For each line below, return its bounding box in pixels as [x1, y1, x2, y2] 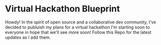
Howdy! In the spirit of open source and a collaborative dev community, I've [5, 19, 157, 25]
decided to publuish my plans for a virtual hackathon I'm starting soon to [5, 24, 150, 30]
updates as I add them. [5, 34, 51, 40]
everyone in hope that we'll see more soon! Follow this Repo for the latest [5, 29, 152, 35]
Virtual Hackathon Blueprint [5, 3, 120, 14]
